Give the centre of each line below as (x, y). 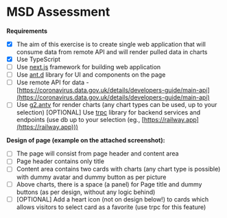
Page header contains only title (60, 161)
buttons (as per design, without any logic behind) (86, 192)
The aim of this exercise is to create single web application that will (111, 44)
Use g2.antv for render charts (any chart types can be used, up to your (117, 105)
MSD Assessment (58, 12)
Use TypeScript (38, 59)
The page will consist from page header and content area (97, 154)
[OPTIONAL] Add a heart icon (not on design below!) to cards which (112, 199)
